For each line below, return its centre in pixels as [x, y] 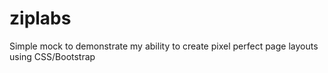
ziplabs [40, 18]
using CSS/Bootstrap [52, 56]
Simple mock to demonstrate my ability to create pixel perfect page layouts [164, 46]
